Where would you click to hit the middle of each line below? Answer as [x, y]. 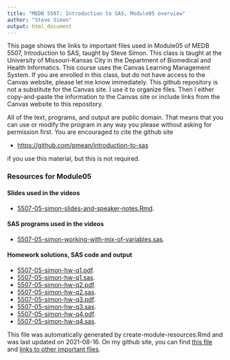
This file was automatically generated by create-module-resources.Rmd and [115, 335]
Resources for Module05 [49, 177]
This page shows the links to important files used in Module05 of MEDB [108, 46]
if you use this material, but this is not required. [73, 159]
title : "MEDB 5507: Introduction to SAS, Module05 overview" [96, 13]
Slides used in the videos [44, 192]
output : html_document [39, 26]
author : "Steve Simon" [39, 20]
